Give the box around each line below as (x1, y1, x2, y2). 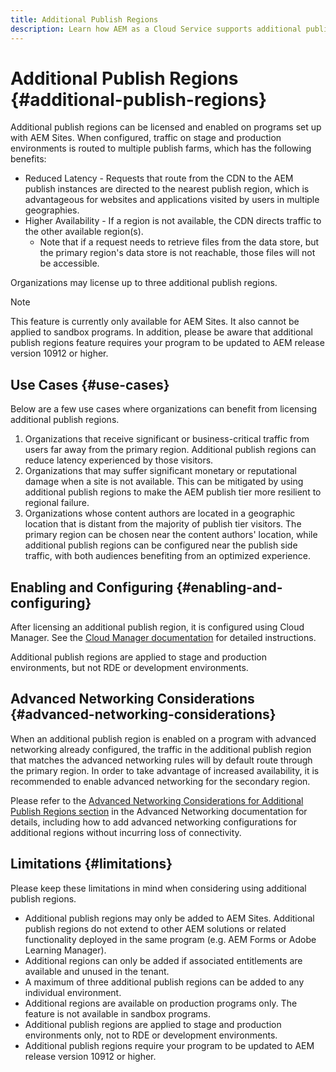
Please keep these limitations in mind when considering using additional (10, 882, 307, 894)
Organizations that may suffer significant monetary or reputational (24, 465, 297, 477)
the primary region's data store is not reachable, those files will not (39, 247, 316, 259)
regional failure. (24, 497, 90, 509)
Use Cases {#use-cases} (10, 376, 170, 393)
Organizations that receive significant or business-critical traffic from (24, 433, 310, 445)
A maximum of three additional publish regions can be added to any (24, 976, 305, 988)
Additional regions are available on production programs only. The (24, 997, 298, 1009)
